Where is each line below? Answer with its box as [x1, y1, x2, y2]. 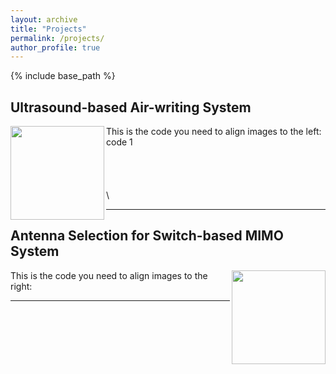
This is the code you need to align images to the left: [106, 126, 322, 138]
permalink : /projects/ [10, 33, 105, 43]
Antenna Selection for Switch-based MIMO [10, 227, 284, 245]
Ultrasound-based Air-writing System [10, 99, 252, 116]
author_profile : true [10, 42, 101, 53]
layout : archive [10, 14, 78, 25]
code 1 [106, 136, 133, 148]
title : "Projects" [10, 24, 87, 34]
